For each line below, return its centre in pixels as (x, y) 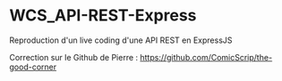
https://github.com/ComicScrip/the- (206, 57)
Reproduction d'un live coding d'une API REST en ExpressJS (121, 40)
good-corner (33, 67)
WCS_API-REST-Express (103, 16)
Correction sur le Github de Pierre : (74, 57)
